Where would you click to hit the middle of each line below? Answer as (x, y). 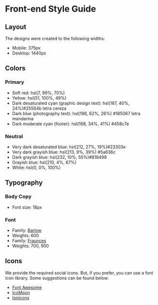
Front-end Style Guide (50, 9)
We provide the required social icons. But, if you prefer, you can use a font (79, 272)
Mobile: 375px (26, 48)
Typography (24, 183)
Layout (16, 27)
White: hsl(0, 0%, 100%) (36, 167)
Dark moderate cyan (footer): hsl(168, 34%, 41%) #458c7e (71, 124)
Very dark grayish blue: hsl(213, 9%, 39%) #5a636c (64, 152)
